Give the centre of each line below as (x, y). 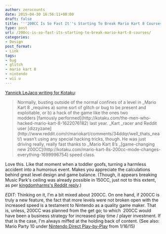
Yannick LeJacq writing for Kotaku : (41, 92)
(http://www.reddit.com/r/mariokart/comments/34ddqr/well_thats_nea (88, 133)
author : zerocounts (25, 10)
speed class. (82, 155)
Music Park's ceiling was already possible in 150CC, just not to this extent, (81, 180)
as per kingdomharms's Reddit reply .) (43, 185)
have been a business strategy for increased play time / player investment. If (83, 216)
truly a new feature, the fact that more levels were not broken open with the (82, 200)
